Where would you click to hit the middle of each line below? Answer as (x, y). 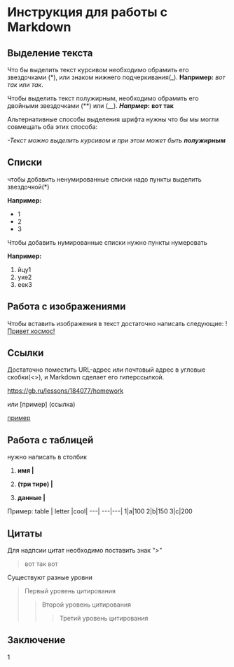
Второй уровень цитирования (87, 605)
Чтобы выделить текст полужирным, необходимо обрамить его (103, 98)
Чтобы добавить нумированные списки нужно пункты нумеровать (108, 242)
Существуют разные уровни (50, 578)
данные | (31, 498)
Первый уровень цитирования (70, 591)
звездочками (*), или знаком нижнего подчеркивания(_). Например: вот (116, 77)
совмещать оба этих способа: (53, 127)
